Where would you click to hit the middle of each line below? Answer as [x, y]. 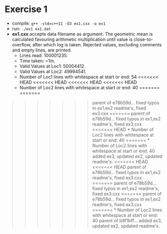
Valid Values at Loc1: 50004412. [53, 66]
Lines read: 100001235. [44, 55]
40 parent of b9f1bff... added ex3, [127, 220]
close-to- [143, 39]
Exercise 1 [26, 9]
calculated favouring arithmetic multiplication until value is [72, 39]
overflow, [22, 44]
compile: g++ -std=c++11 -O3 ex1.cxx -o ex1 [59, 23]
